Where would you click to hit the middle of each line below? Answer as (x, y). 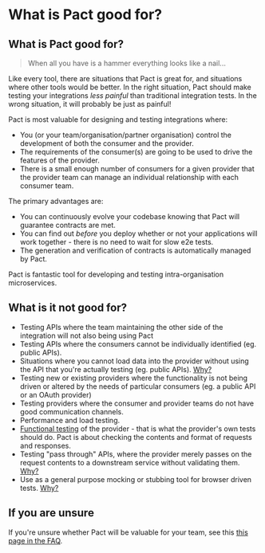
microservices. (33, 283)
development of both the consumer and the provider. (107, 143)
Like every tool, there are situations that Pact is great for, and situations (125, 78)
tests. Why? (39, 488)
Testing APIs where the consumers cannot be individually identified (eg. (138, 343)
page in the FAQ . (36, 540)
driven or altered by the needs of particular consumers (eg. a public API (138, 386)
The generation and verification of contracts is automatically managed (135, 250)
